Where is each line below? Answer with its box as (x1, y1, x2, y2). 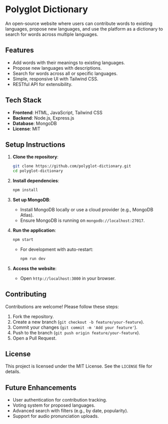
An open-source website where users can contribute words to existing (5, 20, 153, 26)
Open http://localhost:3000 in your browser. (20, 275, 116, 281)
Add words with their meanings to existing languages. (12, 60, 125, 66)
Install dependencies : (12, 178, 59, 184)
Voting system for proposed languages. (12, 402, 95, 408)
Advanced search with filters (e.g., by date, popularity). (12, 408, 128, 414)
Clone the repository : (12, 154, 59, 160)
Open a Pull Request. (12, 335, 57, 341)
